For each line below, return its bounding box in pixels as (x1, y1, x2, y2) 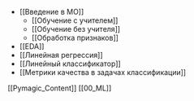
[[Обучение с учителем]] (31, 15, 119, 25)
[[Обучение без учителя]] (31, 24, 121, 33)
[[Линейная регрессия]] (19, 50, 103, 59)
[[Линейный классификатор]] (19, 59, 121, 68)
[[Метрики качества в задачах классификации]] (19, 68, 187, 77)
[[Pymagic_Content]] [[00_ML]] (7, 83, 112, 93)
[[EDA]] (19, 42, 45, 51)
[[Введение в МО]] (19, 7, 84, 16)
